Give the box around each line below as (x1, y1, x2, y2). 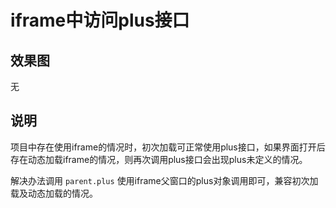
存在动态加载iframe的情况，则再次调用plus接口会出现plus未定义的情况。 (10, 153, 308, 165)
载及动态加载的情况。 (10, 187, 98, 199)
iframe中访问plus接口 (10, 9, 190, 32)
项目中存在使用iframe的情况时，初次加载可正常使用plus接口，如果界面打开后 (10, 141, 326, 153)
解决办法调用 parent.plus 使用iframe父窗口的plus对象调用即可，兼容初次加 (10, 174, 319, 186)
